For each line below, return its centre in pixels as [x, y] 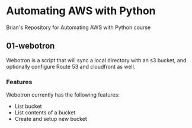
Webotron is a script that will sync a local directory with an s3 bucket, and [96, 60]
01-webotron [31, 46]
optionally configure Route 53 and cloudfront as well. [71, 66]
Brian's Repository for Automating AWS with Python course [79, 27]
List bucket [28, 106]
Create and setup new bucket [51, 119]
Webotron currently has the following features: [63, 95]
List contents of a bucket [45, 113]
